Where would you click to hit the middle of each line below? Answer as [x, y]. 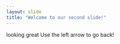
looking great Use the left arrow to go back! [60, 34]
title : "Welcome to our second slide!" [56, 17]
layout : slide [24, 12]
